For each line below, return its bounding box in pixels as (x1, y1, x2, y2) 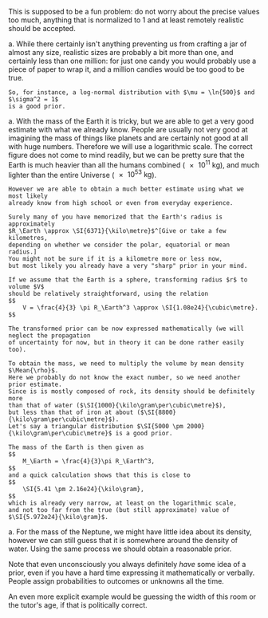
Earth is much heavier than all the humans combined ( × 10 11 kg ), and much (8, 159, 260, 170)
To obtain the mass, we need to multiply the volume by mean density (8, 360, 245, 368)
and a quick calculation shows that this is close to (8, 471, 191, 479)
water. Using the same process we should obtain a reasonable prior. (8, 544, 232, 553)
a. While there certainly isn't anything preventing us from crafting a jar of (8, 39, 247, 49)
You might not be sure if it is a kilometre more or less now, (8, 255, 223, 263)
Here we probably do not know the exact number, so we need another (8, 374, 241, 382)
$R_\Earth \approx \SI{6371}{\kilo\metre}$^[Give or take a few (8, 227, 227, 235)
